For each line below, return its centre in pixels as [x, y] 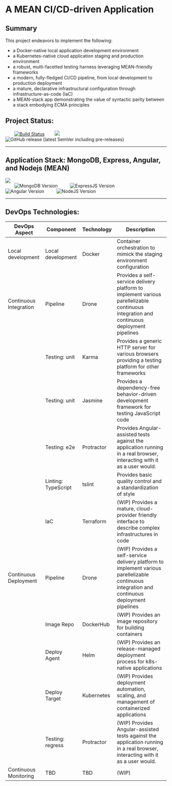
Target [53, 698]
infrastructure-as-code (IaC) [43, 94]
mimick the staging [140, 254]
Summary [21, 28]
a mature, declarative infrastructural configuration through [74, 89]
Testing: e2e [60, 447]
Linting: [54, 481]
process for [131, 662]
